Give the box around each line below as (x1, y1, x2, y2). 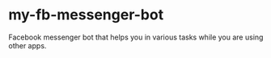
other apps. (8, 40, 47, 50)
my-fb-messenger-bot (8, 6, 164, 24)
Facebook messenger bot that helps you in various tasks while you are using (8, 32, 264, 42)
